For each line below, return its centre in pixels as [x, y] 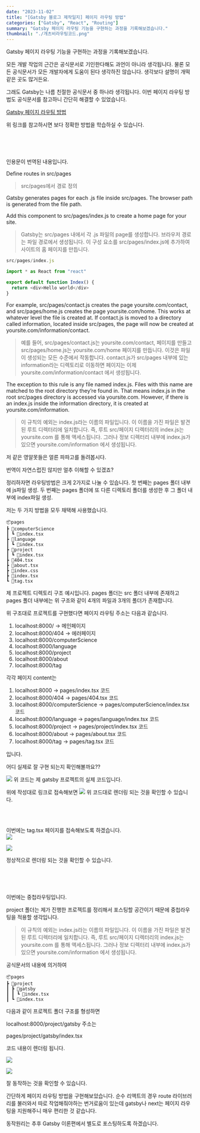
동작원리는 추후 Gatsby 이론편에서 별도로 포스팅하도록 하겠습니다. [82, 1123]
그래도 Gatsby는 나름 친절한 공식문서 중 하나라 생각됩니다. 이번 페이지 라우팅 [95, 92]
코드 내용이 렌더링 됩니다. [36, 1048]
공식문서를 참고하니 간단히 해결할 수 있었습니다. [72, 100]
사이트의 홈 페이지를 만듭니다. [55, 250]
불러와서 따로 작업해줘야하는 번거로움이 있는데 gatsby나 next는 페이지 [98, 1103]
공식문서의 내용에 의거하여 [37, 965]
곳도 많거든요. [33, 79]
